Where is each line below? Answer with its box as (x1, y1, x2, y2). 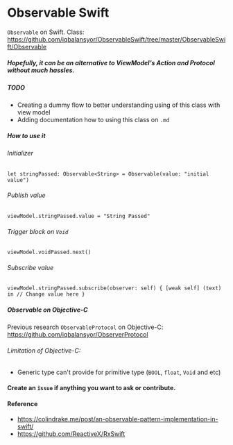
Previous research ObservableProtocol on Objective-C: (7, 323, 164, 331)
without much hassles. (7, 66, 75, 74)
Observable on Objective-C (7, 305, 88, 314)
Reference (7, 399, 38, 408)
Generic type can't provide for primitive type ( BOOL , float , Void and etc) (17, 368, 221, 376)
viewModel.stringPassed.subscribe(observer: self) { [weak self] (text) (7, 285, 222, 292)
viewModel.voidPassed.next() (7, 249, 92, 256)
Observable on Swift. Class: (7, 28, 85, 36)
